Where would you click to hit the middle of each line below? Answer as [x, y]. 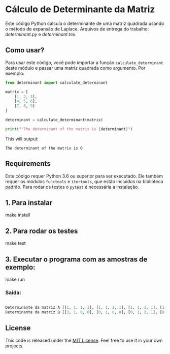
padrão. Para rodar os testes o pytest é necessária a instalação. [72, 187]
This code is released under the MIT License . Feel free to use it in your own [84, 340]
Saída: [13, 292]
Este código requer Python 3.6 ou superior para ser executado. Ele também [84, 176]
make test [16, 243]
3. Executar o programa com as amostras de [76, 259]
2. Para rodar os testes [42, 231]
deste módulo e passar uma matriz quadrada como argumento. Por [75, 68]
